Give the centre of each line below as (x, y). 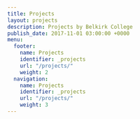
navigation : (31, 79)
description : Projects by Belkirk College (70, 27)
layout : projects (33, 20)
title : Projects (31, 14)
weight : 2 (34, 72)
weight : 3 (34, 105)
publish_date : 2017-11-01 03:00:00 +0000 (69, 33)
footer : (25, 46)
